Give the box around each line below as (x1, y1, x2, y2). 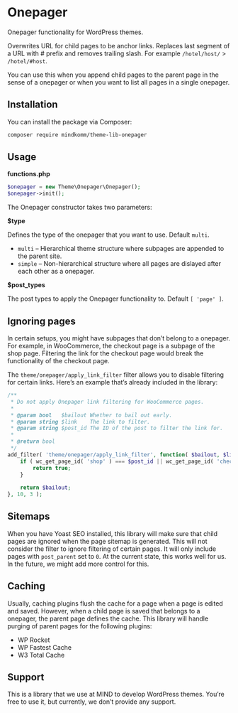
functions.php (7, 170, 51, 178)
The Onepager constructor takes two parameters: (7, 203, 152, 212)
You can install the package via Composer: (7, 117, 132, 126)
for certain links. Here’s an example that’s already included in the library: (7, 378, 218, 386)
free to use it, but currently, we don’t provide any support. (7, 697, 176, 706)
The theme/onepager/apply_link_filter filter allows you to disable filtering (7, 370, 225, 379)
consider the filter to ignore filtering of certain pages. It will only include (7, 545, 217, 553)
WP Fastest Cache (17, 643, 72, 651)
